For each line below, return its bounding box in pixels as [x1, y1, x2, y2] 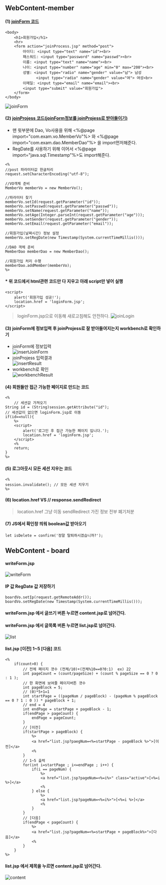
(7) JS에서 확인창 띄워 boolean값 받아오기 [5, 521, 86, 527]
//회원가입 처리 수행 [5, 258, 41, 263]
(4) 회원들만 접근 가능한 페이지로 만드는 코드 [5, 384, 89, 390]
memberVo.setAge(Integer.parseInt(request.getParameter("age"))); [5, 212, 145, 217]
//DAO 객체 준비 [5, 245, 35, 250]
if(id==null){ [5, 414, 35, 420]
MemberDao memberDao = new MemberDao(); [5, 249, 90, 254]
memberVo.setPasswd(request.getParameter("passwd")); [5, 203, 119, 209]
